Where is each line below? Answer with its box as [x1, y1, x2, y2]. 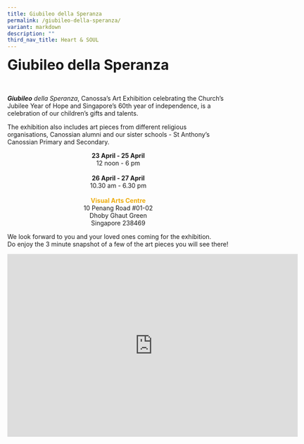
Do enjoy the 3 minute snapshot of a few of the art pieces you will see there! [7, 240, 229, 249]
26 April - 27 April [91, 174, 145, 183]
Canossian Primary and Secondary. [7, 138, 110, 147]
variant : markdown [7, 23, 61, 30]
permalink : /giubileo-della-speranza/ [7, 17, 121, 24]
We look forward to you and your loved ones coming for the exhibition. [7, 233, 212, 241]
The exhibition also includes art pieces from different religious [7, 123, 187, 131]
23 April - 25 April [91, 152, 146, 160]
